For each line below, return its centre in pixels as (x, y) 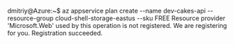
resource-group (30, 18)
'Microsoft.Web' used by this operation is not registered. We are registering (117, 25)
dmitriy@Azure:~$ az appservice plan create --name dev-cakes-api (107, 11)
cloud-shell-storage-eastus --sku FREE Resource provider (140, 18)
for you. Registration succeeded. (55, 33)
